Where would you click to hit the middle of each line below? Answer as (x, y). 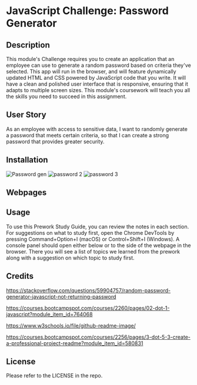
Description (28, 45)
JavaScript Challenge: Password (87, 11)
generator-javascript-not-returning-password (61, 296)
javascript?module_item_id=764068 (49, 314)
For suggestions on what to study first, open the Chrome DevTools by (90, 232)
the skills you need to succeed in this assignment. (66, 96)
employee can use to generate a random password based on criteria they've (98, 65)
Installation (27, 160)
